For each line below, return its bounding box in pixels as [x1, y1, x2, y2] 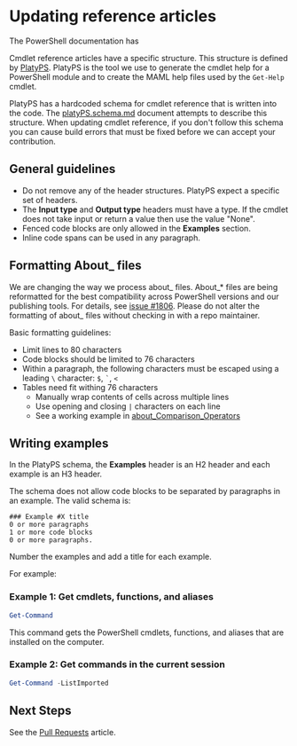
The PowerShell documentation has [9, 35, 139, 46]
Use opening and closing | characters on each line [35, 401, 221, 412]
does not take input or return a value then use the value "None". [21, 213, 255, 224]
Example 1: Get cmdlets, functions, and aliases [9, 591, 215, 603]
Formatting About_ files [9, 258, 142, 273]
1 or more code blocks [9, 528, 93, 538]
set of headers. [21, 194, 78, 205]
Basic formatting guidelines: [9, 326, 112, 338]
